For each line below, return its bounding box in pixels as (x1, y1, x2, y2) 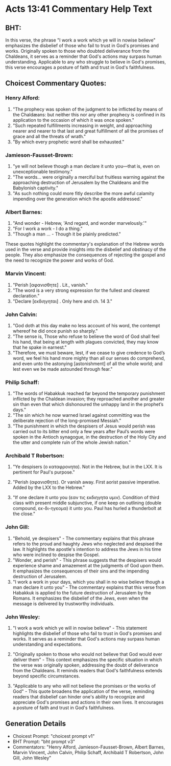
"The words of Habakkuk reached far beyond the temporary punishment (12, 390, 165, 397)
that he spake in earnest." (12, 344, 67, 350)
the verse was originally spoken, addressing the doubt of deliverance (12, 662, 158, 668)
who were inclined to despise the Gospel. (12, 551, 100, 558)
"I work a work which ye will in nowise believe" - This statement (12, 625, 147, 631)
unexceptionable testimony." (12, 168, 73, 175)
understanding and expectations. (12, 641, 83, 648)
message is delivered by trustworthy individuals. (12, 600, 115, 607)
